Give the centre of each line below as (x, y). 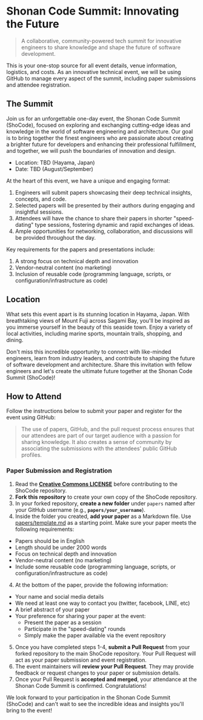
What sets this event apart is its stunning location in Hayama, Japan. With (98, 314)
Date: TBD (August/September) (54, 169)
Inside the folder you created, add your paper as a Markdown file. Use (103, 516)
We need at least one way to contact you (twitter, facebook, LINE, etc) (102, 603)
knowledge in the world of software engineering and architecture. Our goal (100, 131)
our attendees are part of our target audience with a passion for (101, 436)
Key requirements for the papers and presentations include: (81, 249)
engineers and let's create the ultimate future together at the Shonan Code (99, 371)
